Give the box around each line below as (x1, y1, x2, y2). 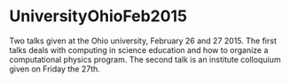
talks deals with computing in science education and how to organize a (9, 44, 269, 55)
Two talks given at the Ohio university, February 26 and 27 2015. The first (9, 35, 277, 46)
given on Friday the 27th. (9, 64, 100, 74)
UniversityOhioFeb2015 (9, 6, 188, 26)
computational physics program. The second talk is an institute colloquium (9, 54, 281, 64)
